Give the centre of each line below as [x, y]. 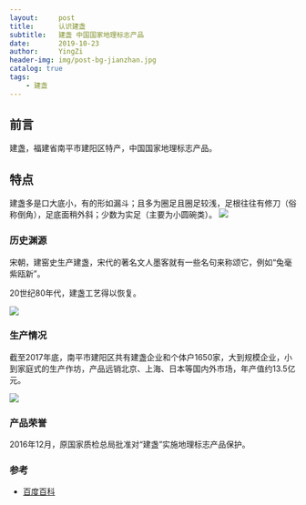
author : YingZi [46, 52]
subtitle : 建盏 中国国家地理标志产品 [76, 35]
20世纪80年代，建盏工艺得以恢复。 [75, 293]
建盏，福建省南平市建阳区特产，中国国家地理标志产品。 [113, 148]
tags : [20, 77]
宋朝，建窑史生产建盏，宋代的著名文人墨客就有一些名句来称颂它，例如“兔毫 [151, 262]
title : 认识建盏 [48, 26]
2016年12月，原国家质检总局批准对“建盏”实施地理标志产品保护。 [130, 444]
